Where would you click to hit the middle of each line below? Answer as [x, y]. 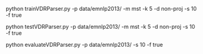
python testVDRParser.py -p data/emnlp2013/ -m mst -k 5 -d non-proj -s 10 [101, 27]
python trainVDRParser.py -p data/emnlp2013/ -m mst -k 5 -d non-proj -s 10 [101, 9]
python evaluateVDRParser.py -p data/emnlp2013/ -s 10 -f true [84, 45]
